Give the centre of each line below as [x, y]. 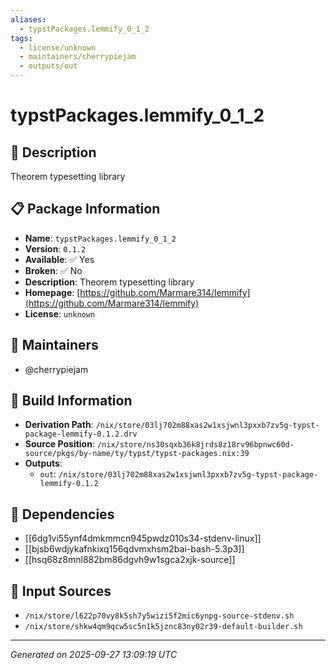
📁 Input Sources [61, 591]
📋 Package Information [85, 209]
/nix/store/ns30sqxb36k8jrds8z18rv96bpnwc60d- [195, 445]
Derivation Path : [59, 425]
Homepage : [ [52, 292]
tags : [21, 38]
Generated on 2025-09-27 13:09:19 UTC [94, 655]
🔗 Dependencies [62, 514]
